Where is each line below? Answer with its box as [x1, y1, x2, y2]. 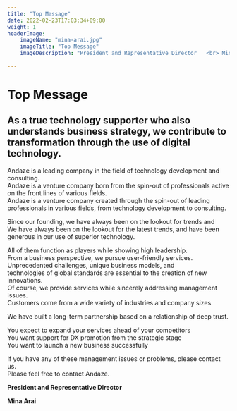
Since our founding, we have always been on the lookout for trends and [7, 217, 215, 226]
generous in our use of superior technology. [7, 232, 135, 240]
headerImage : [7, 30, 46, 37]
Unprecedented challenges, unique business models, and [7, 261, 175, 269]
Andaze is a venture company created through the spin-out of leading [7, 196, 210, 204]
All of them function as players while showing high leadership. [7, 246, 188, 254]
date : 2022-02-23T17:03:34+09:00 [7, 17, 106, 24]
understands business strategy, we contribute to [7, 125, 227, 137]
